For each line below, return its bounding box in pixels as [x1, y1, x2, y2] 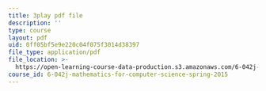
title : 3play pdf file [8, 11, 83, 20]
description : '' [8, 19, 62, 27]
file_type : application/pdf [8, 48, 101, 56]
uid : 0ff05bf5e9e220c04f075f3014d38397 [8, 41, 140, 49]
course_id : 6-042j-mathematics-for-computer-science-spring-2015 [8, 70, 228, 78]
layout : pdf [8, 33, 47, 42]
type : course [8, 26, 51, 34]
